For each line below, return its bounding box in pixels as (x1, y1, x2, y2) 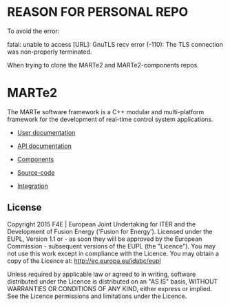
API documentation (17, 142, 72, 150)
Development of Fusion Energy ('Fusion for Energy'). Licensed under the (7, 227, 213, 235)
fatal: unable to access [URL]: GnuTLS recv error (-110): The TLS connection (7, 40, 224, 48)
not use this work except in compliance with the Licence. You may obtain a (7, 249, 219, 257)
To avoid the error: (7, 27, 60, 35)
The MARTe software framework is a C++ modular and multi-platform (7, 107, 205, 116)
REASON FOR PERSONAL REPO (7, 4, 189, 20)
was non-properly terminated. (7, 47, 92, 56)
